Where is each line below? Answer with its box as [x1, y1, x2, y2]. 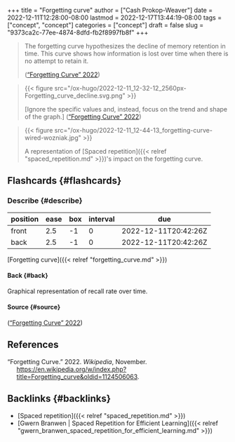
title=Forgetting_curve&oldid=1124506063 [16, 372, 138, 381]
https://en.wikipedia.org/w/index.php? [16, 365, 127, 373]
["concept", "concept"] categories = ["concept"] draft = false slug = [7, 21, 204, 29]
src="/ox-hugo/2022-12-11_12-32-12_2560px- [54, 84, 187, 92]
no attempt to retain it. [24, 57, 89, 65]
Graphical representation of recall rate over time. [7, 287, 148, 295]
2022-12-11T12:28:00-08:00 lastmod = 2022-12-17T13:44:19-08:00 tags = [7, 13, 222, 22]
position [11, 214, 39, 224]
